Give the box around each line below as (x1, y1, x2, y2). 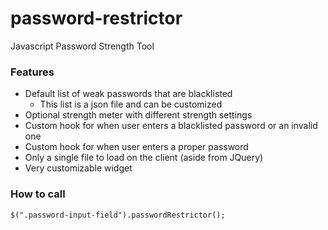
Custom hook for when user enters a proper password (24, 141, 249, 153)
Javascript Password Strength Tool (10, 40, 155, 52)
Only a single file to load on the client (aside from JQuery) (24, 152, 264, 164)
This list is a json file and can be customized (39, 98, 223, 111)
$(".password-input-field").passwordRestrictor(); (10, 210, 226, 220)
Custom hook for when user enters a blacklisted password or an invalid (24, 120, 318, 132)
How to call (10, 187, 66, 201)
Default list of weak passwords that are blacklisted (24, 88, 233, 100)
